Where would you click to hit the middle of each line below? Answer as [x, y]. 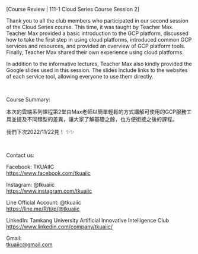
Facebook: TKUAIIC [30, 167]
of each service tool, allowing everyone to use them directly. [80, 76]
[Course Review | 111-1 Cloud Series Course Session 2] [73, 9]
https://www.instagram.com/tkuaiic [49, 191]
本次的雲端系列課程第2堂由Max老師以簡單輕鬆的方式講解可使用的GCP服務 [96, 112]
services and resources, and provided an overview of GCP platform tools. [96, 46]
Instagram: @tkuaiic [31, 185]
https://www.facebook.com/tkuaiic [48, 173]
